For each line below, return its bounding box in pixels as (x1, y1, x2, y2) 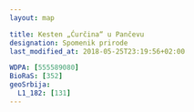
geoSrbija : (9, 80, 51, 89)
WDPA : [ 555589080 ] (9, 63, 79, 73)
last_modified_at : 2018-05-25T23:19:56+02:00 (9, 46, 185, 56)
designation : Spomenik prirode (9, 38, 128, 47)
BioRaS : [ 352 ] (9, 72, 64, 81)
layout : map (9, 13, 55, 23)
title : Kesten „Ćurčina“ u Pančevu (9, 29, 145, 39)
